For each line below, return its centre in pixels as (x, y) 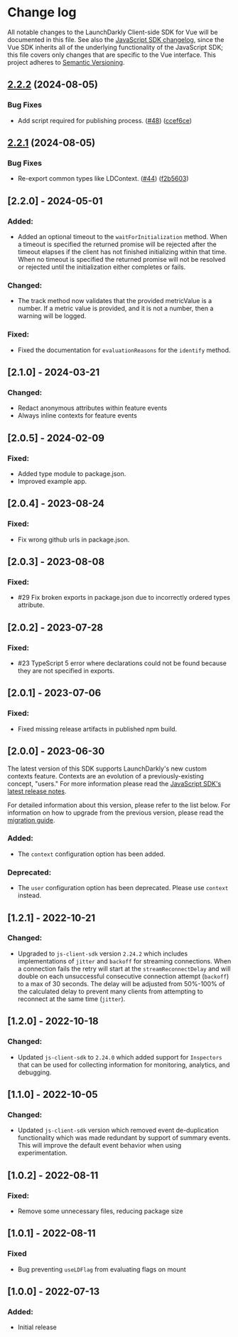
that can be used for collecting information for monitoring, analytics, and (124, 1064)
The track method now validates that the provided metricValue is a (115, 301)
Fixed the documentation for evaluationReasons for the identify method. (124, 350)
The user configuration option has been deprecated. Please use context (123, 888)
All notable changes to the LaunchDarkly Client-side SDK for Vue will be (113, 32)
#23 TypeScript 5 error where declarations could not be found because (122, 663)
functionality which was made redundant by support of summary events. (124, 1138)
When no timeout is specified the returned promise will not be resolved (121, 259)
